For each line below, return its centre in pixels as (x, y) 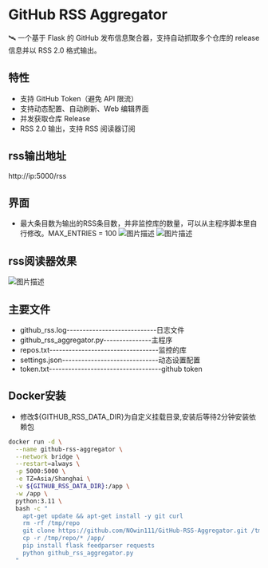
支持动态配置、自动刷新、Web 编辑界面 (84, 108)
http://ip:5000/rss (37, 176)
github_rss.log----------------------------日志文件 (102, 330)
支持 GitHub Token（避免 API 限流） (79, 98)
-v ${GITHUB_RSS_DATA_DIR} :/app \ (73, 487)
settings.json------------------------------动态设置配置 (110, 360)
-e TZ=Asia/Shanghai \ (53, 479)
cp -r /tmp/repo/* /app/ (64, 538)
